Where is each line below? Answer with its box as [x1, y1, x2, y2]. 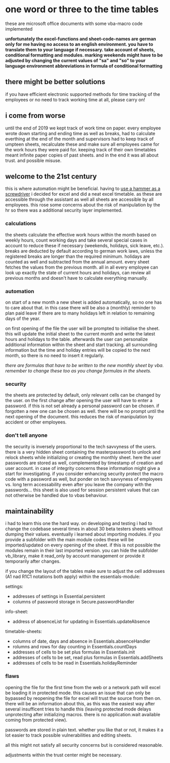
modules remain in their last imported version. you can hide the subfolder [5, 547, 158, 554]
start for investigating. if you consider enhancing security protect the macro [5, 470, 164, 477]
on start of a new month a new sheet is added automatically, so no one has [5, 299, 162, 305]
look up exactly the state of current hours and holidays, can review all [5, 269, 151, 276]
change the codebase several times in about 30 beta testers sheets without [5, 526, 163, 532]
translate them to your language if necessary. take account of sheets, [5, 46, 155, 52]
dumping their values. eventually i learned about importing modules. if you [5, 531, 161, 537]
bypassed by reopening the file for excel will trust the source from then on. [5, 695, 161, 701]
